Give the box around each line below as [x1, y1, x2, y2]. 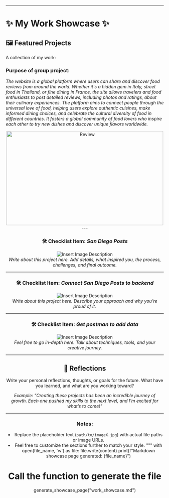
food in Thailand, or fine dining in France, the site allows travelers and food [6, 89, 161, 95]
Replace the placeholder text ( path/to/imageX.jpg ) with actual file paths [14, 432, 162, 438]
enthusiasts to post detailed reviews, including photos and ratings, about [6, 94, 157, 100]
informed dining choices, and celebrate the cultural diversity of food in [6, 110, 152, 116]
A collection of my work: [6, 55, 56, 60]
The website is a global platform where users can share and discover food [6, 78, 160, 84]
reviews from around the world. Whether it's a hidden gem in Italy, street [6, 84, 156, 90]
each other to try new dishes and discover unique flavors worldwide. [6, 121, 148, 127]
